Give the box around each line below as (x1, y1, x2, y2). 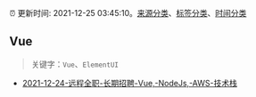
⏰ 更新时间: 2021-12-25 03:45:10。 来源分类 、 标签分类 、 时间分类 (9, 8, 247, 18)
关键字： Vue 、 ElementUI (30, 59, 119, 69)
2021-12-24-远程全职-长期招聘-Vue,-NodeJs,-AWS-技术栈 (21, 77, 238, 88)
